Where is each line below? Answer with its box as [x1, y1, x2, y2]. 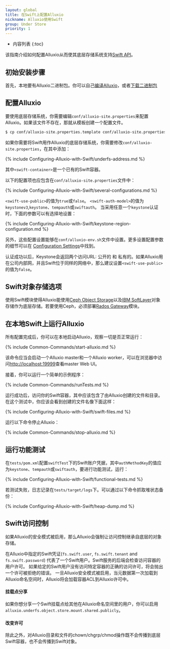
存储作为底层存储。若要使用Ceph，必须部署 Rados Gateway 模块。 [5, 303, 142, 310]
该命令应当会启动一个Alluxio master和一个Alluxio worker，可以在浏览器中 [5, 355, 158, 361]
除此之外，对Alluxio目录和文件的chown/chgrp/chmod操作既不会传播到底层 [5, 632, 161, 638]
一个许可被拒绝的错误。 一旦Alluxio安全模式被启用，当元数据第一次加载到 [5, 569, 158, 576]
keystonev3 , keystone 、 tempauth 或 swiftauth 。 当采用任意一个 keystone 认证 [5, 204, 158, 210]
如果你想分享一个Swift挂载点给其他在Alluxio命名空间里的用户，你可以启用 [5, 601, 158, 607]
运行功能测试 [5, 445, 46, 454]
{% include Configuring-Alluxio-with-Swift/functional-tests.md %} [5, 476, 143, 483]
